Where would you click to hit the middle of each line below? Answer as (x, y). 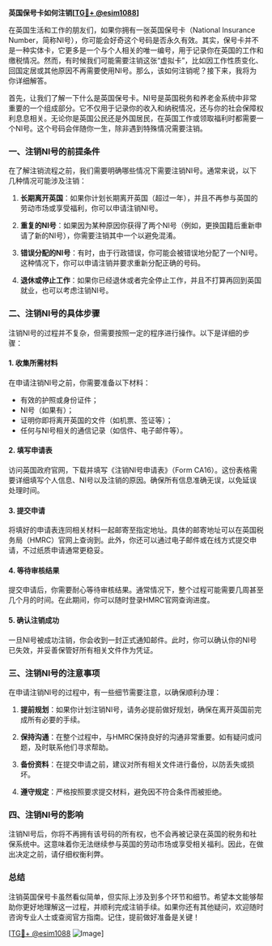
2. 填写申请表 (30, 451)
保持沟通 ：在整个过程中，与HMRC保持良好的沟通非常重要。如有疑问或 (137, 736)
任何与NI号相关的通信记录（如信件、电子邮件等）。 (104, 430)
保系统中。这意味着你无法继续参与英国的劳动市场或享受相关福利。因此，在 (132, 844)
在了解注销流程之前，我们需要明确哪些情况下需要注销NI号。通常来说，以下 (133, 171)
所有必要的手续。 (56, 719)
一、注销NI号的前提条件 (54, 151)
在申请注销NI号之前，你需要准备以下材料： (80, 382)
